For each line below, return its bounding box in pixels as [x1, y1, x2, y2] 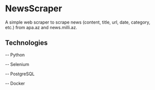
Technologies [5, 39, 48, 47]
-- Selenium [5, 61, 30, 67]
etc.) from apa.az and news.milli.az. [5, 24, 77, 30]
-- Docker [5, 80, 26, 86]
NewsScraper [5, 3, 62, 14]
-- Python [5, 52, 25, 58]
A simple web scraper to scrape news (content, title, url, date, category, [5, 19, 151, 25]
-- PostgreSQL [5, 71, 35, 77]
